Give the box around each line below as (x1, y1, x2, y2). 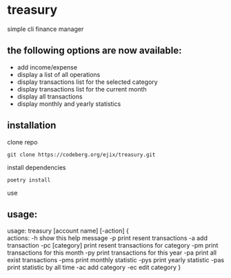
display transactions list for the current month (17, 85, 147, 93)
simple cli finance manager (7, 25, 84, 33)
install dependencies (7, 163, 66, 171)
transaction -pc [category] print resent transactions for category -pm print (7, 242, 219, 250)
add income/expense (17, 63, 78, 71)
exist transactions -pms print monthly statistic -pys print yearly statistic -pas (7, 256, 225, 264)
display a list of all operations (17, 70, 101, 78)
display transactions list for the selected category (17, 78, 158, 86)
